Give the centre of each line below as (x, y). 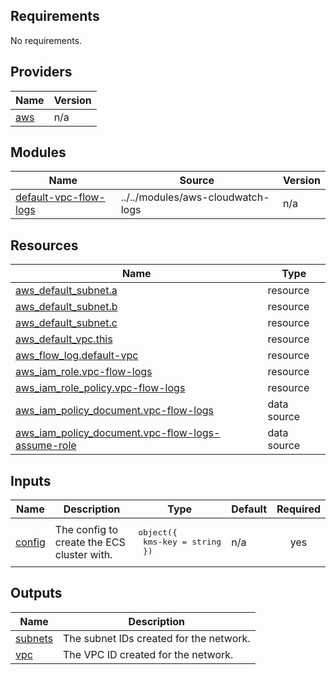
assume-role (46, 446)
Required (298, 509)
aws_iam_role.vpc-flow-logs (84, 372)
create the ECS (90, 542)
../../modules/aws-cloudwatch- (195, 197)
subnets (34, 638)
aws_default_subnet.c (66, 323)
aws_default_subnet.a (66, 291)
